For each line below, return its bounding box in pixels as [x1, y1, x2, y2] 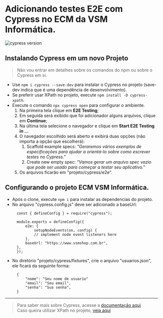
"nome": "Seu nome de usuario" [25, 276, 89, 281]
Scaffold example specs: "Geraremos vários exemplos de [26, 143, 142, 149]
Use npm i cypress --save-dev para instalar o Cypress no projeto [12, 82, 143, 87]
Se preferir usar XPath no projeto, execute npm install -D [12, 92, 128, 98]
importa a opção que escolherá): [19, 138, 85, 144]
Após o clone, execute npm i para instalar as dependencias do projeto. [12, 196, 153, 202]
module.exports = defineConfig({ [16, 219, 84, 224]
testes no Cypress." [26, 154, 66, 160]
